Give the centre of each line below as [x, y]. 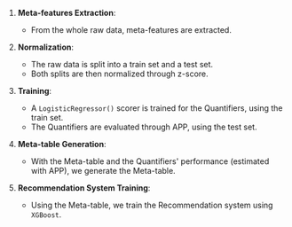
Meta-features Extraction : [67, 13]
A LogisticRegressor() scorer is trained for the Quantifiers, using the [157, 108]
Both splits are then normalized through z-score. [119, 74]
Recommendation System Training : [84, 188]
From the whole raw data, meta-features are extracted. [131, 30]
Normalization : [45, 47]
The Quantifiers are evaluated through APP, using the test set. [144, 127]
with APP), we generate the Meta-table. [103, 171]
